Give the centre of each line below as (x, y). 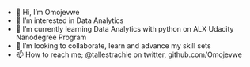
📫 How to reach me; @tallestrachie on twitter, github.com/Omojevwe (129, 54)
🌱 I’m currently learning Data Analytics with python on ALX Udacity (125, 29)
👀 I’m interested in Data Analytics (70, 20)
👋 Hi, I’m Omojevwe (47, 12)
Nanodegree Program (51, 37)
